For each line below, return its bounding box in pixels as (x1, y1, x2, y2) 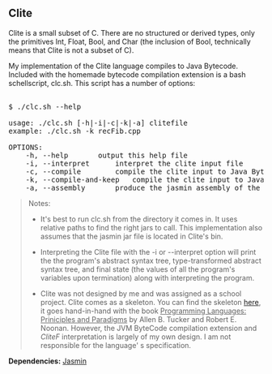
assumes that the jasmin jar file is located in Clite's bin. (40, 231, 223, 241)
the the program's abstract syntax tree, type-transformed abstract (40, 256, 261, 265)
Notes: (28, 198, 51, 208)
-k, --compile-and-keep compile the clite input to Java (25, 174, 265, 184)
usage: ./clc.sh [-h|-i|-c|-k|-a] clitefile (8, 118, 189, 127)
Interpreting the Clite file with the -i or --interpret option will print (40, 247, 257, 256)
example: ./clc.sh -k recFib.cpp (8, 126, 142, 135)
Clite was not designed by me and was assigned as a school (40, 288, 242, 299)
